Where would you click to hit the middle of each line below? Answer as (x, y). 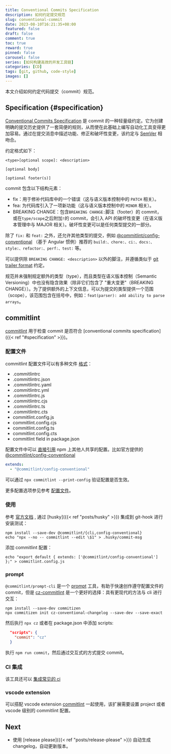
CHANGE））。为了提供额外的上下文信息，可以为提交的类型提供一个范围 (79, 289)
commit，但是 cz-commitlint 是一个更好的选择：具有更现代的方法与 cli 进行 (83, 593)
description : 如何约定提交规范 (35, 15)
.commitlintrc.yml (31, 390)
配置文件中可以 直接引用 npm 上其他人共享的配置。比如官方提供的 (74, 449)
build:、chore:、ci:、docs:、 (124, 242)
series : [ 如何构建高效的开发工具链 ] (39, 62)
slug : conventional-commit (34, 19)
